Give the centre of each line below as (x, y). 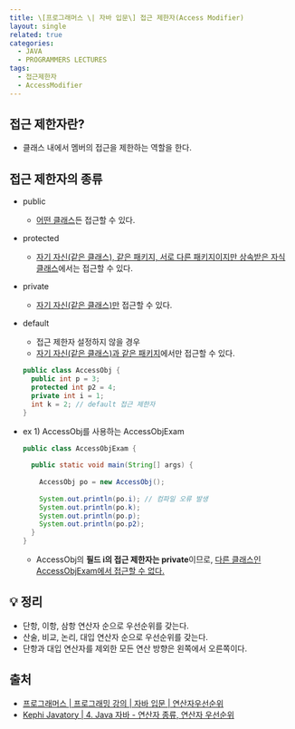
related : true (36, 34)
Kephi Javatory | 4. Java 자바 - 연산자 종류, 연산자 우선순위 (128, 714)
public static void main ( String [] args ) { (112, 465)
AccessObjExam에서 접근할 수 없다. (100, 571)
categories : (32, 43)
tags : (19, 69)
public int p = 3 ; (66, 379)
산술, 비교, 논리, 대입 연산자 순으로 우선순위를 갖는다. (115, 637)
